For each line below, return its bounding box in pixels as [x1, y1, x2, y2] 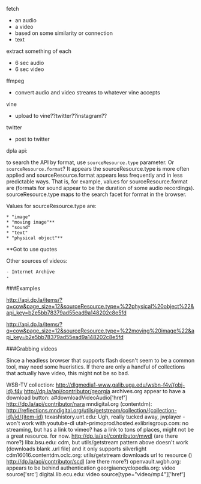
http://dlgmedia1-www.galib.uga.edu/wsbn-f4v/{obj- [55, 381, 185, 388]
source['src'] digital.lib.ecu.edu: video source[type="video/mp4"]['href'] [6, 471, 185, 477]
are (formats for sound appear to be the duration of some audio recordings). [6, 185, 195, 191]
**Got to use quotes [6, 246, 58, 253]
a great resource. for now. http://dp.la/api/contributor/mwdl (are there [6, 432, 178, 440]
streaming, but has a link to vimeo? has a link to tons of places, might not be [6, 426, 194, 433]
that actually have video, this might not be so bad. [6, 370, 130, 376]
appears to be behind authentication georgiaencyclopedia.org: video [6, 464, 176, 471]
